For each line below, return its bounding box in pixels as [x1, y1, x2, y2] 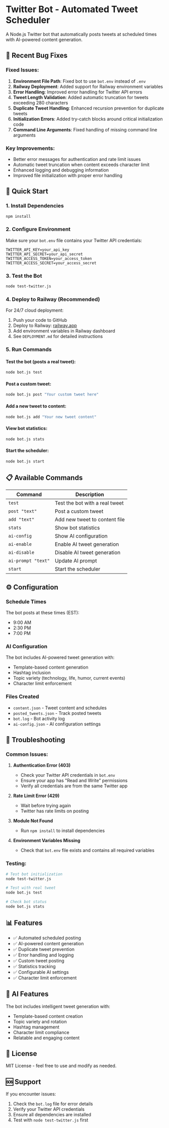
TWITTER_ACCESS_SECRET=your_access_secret [6, 260, 97, 266]
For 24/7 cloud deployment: [6, 307, 64, 313]
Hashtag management [13, 1024, 60, 1030]
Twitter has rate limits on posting [20, 808, 89, 814]
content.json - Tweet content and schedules [13, 705, 107, 711]
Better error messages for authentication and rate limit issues [13, 156, 141, 162]
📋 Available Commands [6, 473, 83, 482]
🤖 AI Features [6, 990, 49, 999]
